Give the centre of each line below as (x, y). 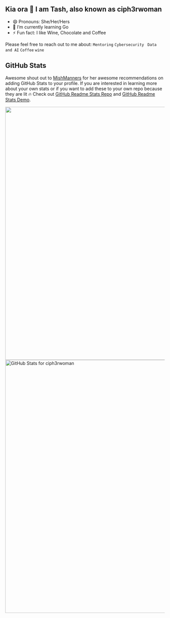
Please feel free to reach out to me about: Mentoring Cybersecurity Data (81, 44)
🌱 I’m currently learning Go (40, 27)
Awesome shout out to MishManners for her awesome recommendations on (84, 78)
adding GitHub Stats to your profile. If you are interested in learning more (81, 83)
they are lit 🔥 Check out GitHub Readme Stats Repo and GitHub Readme (80, 94)
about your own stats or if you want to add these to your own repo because (84, 89)
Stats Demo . (18, 100)
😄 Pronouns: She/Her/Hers (41, 21)
